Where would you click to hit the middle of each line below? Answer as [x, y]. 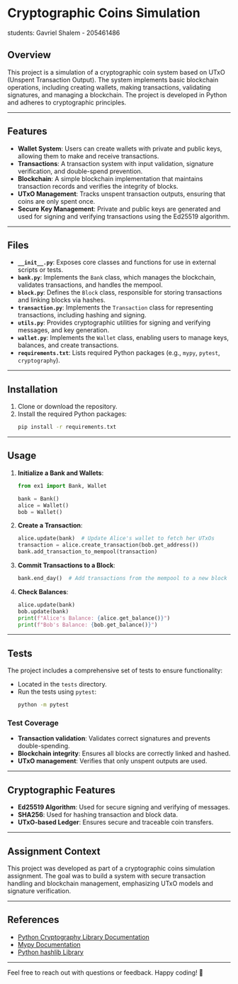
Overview [29, 55]
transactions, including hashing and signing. [82, 315]
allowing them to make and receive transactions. [88, 156]
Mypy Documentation [49, 944]
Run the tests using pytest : [57, 692]
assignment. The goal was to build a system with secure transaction [107, 875]
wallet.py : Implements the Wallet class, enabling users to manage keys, [123, 338]
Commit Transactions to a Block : [66, 565]
